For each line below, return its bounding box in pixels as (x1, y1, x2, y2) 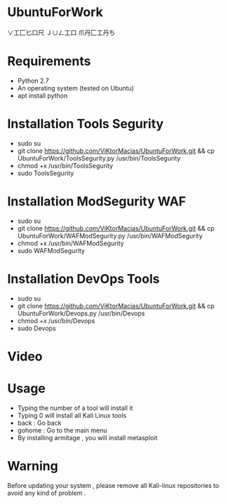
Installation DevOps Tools (7, 271, 160, 287)
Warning (7, 458, 58, 474)
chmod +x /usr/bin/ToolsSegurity (17, 161, 114, 170)
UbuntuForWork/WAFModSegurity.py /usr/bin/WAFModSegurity (17, 231, 203, 240)
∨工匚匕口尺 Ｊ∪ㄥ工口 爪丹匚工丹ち (7, 28, 116, 36)
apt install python (17, 91, 68, 100)
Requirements (7, 53, 91, 69)
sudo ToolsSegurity (17, 169, 74, 177)
